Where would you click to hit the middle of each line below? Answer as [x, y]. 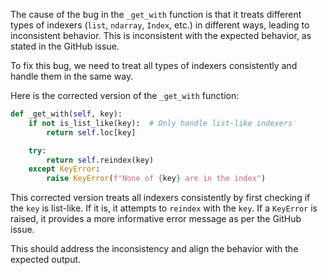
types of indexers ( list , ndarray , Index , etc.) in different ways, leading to [160, 25]
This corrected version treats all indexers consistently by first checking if [160, 198]
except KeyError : [64, 169]
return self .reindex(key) [100, 160]
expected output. [46, 260]
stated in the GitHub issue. [65, 46]
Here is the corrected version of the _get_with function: [125, 95]
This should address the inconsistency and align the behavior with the [154, 249]
